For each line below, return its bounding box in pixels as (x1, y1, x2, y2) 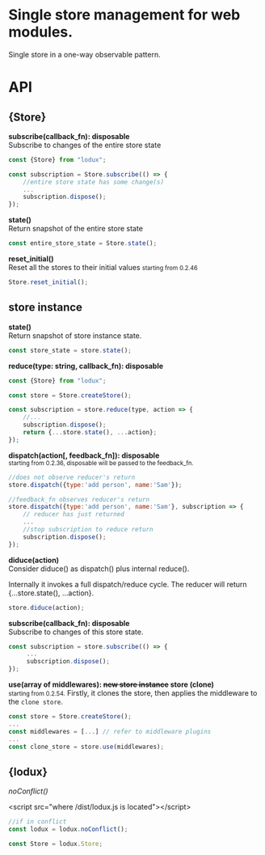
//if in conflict (8, 818, 67, 826)
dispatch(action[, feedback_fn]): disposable (8, 451, 160, 460)
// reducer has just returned (23, 510, 125, 519)
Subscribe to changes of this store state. (8, 627, 144, 637)
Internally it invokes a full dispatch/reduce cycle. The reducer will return (8, 579, 248, 589)
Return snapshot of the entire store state (8, 224, 144, 234)
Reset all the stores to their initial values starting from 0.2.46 (8, 263, 198, 273)
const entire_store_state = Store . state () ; (8, 239, 158, 248)
